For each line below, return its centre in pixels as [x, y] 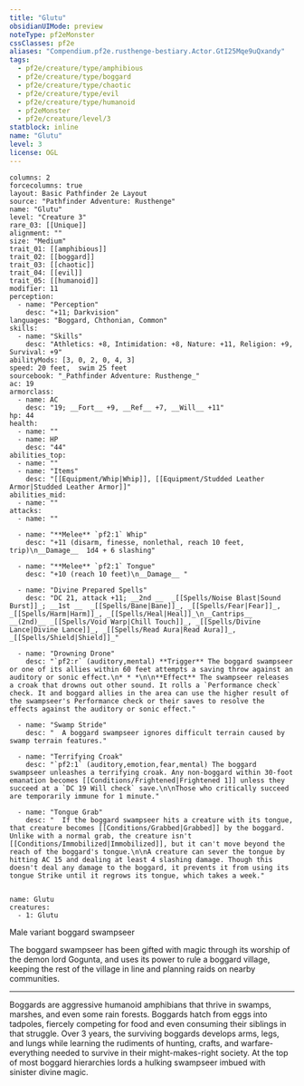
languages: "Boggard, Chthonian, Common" [89, 320]
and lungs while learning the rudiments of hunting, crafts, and [124, 1042]
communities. [35, 978]
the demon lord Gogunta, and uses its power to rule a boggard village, [140, 959]
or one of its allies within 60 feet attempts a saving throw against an [152, 669]
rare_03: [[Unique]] [48, 225]
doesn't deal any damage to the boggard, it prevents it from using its [149, 868]
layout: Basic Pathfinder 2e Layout [78, 193]
